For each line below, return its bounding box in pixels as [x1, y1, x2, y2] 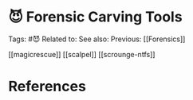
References [8, 78, 86, 95]
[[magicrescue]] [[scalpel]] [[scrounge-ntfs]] [8, 49, 156, 59]
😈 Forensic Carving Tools [8, 8, 183, 26]
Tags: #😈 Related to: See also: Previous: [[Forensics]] [8, 34, 186, 44]
